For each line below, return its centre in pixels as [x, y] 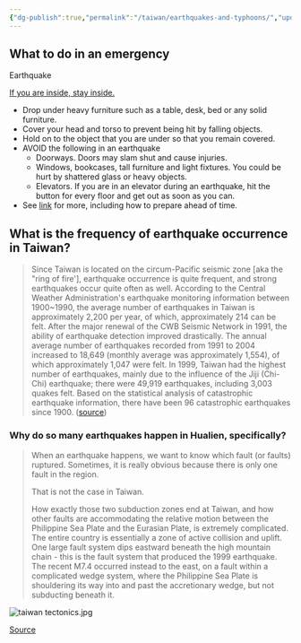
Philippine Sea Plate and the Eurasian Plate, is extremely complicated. [160, 528]
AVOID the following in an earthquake [91, 148]
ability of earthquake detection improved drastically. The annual [149, 336]
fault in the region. [65, 474]
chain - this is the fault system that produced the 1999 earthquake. [154, 556]
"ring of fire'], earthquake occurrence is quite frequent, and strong [154, 279]
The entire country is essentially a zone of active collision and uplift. [156, 537]
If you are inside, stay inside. [62, 93]
